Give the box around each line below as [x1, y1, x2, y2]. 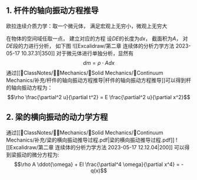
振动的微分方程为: [16, 151, 60, 158]
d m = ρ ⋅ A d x [83, 59, 115, 66]
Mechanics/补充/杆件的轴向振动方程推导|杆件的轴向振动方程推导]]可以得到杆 [6, 76, 191, 84]
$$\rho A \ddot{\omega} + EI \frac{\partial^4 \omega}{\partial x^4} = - [14, 161, 184, 168]
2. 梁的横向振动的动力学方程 [6, 112, 108, 122]
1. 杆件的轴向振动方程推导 [6, 5, 99, 16]
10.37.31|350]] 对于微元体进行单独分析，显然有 [21, 50, 134, 57]
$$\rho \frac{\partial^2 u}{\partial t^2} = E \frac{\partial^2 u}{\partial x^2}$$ [7, 93, 191, 100]
